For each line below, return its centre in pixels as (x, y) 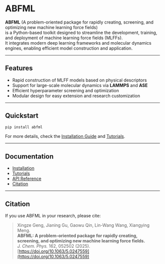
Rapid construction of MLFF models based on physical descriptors (80, 80)
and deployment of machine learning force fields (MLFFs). (64, 38)
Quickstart (22, 116)
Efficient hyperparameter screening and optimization (66, 90)
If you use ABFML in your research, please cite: (53, 216)
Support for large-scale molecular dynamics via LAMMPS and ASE (80, 85)
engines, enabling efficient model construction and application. (69, 48)
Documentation (29, 156)
